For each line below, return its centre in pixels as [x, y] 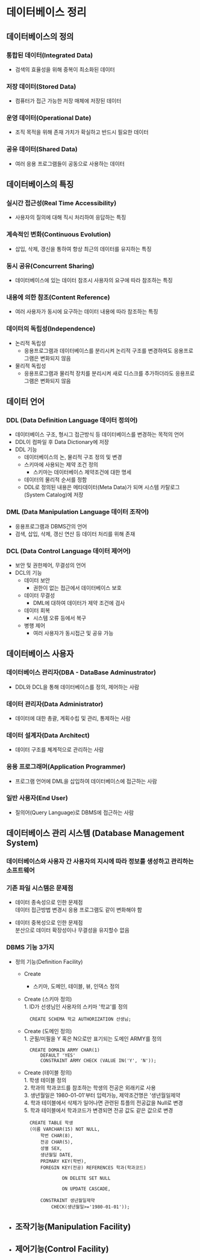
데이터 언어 [26, 402]
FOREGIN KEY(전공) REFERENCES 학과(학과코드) [93, 1168]
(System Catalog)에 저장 [54, 495]
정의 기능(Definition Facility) [49, 961]
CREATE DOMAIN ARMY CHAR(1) [65, 1050]
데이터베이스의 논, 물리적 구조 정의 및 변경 [73, 457]
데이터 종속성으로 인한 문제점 [49, 902]
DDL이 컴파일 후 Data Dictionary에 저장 [62, 442]
